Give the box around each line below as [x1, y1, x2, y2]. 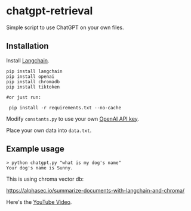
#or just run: [6, 94, 42, 100]
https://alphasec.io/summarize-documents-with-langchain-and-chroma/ [6, 187, 185, 194]
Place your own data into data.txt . [6, 127, 92, 134]
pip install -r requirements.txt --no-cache [8, 105, 121, 111]
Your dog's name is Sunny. [6, 165, 73, 171]
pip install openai [6, 73, 55, 80]
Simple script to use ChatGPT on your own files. [6, 24, 124, 31]
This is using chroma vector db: [6, 175, 84, 182]
